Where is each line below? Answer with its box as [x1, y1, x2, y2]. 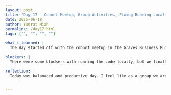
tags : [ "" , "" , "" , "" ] [5, 31, 56, 36]
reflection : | [5, 68, 36, 74]
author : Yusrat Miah [5, 21, 49, 27]
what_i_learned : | [5, 40, 44, 46]
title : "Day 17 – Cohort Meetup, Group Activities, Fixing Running [5, 12, 152, 17]
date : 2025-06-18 [5, 17, 42, 22]
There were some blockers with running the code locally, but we [10, 59, 152, 64]
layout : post [5, 7, 33, 13]
